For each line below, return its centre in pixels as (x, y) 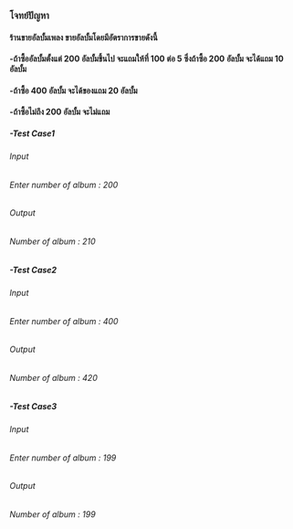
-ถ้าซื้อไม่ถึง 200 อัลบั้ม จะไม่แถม (60, 112)
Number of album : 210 (52, 241)
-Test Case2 (33, 270)
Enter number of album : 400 (64, 321)
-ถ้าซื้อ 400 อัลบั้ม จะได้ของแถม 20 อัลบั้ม (74, 90)
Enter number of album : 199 (63, 458)
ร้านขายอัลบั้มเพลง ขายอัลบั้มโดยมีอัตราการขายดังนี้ (84, 37)
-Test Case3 (33, 406)
